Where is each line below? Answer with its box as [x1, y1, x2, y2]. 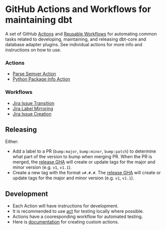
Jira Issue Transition [12, 100, 55, 106]
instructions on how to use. [5, 47, 62, 53]
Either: [5, 139, 19, 145]
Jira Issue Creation [12, 110, 52, 117]
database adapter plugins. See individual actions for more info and [5, 41, 143, 47]
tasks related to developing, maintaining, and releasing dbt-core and [5, 36, 146, 42]
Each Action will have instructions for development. [12, 203, 119, 209]
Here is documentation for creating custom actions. [12, 219, 119, 225]
